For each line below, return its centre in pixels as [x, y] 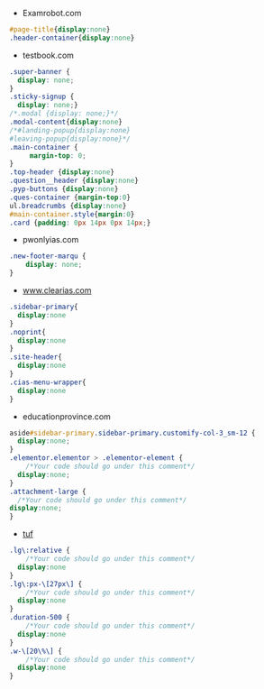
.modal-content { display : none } [66, 122]
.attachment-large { [48, 491]
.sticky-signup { [42, 97]
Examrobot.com [52, 13]
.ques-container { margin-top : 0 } [70, 198]
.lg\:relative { [40, 551]
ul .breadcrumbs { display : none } [68, 206]
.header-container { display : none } [72, 38]
